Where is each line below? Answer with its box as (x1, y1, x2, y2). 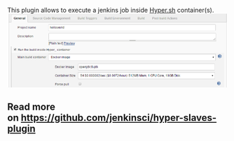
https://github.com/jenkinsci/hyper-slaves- (20, 112, 217, 124)
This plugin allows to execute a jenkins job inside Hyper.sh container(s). (7, 6, 214, 14)
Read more (7, 101, 56, 112)
